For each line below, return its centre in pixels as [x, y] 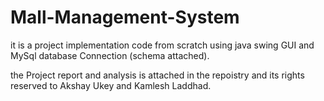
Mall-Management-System [125, 17]
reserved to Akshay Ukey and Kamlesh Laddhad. [111, 85]
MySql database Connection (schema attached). [110, 55]
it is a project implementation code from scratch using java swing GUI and [162, 45]
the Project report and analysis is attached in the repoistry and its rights [157, 75]
